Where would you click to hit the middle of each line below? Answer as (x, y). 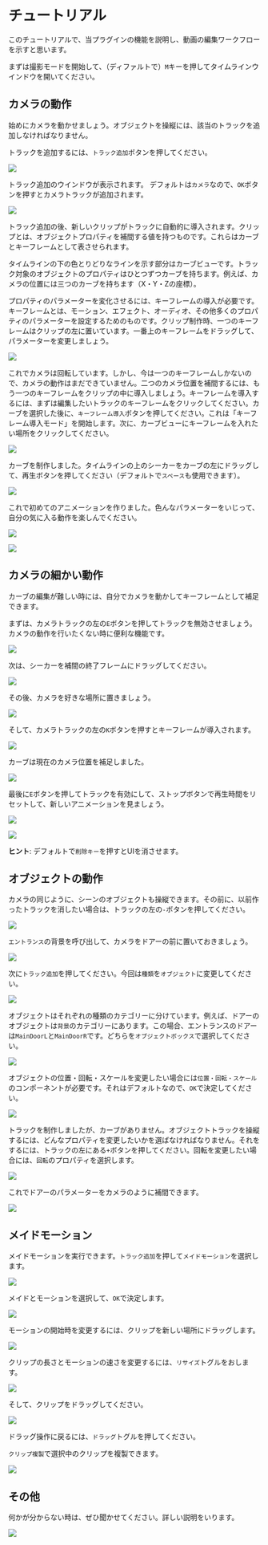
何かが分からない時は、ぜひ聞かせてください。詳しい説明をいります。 (124, 1517)
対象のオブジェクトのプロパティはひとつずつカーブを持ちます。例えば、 (133, 274)
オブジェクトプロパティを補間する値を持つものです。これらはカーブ (147, 236)
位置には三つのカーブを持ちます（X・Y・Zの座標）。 (115, 283)
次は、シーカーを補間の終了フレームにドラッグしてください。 (110, 665)
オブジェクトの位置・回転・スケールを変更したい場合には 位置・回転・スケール (133, 1078)
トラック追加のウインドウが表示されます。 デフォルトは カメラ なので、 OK (127, 184)
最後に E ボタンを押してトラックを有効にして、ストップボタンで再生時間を (129, 794)
